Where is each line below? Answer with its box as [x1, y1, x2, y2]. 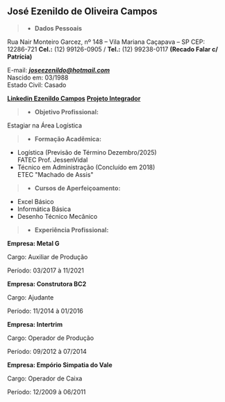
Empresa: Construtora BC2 [7, 279, 87, 288]
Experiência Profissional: [34, 226, 109, 234]
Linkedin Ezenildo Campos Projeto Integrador [7, 94, 141, 102]
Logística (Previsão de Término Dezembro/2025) [17, 148, 158, 156]
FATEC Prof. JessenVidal [17, 155, 88, 164]
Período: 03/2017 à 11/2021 [7, 266, 85, 275]
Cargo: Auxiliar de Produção [7, 252, 88, 261]
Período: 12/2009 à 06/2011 [7, 387, 86, 396]
